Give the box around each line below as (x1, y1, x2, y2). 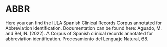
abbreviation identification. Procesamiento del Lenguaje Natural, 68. (5, 36, 149, 42)
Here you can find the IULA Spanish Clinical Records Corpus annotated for (5, 20, 162, 26)
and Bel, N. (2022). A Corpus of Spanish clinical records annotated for (5, 30, 153, 36)
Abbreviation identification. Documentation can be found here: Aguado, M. (5, 25, 162, 31)
